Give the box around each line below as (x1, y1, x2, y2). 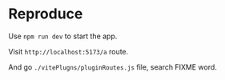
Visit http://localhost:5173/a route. (8, 46, 129, 56)
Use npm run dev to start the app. (8, 31, 118, 41)
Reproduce (8, 5, 83, 23)
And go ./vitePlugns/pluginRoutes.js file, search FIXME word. (8, 62, 218, 72)
